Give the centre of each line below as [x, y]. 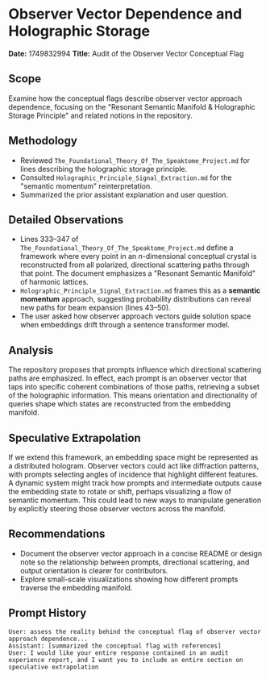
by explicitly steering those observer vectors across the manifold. [117, 508]
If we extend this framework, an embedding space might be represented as [133, 457]
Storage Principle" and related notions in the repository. [101, 115]
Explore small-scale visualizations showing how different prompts [129, 579]
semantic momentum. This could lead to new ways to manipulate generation [135, 500]
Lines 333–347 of [49, 240]
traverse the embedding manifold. [76, 587]
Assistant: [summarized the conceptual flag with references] [115, 646]
